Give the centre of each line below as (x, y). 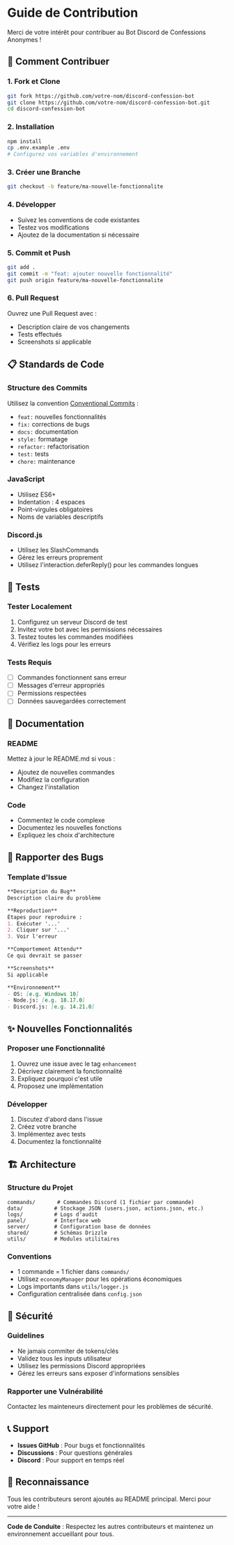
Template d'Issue (37, 877)
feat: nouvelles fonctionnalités (62, 416)
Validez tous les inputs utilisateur (64, 1358)
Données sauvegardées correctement (72, 701)
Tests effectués (40, 334)
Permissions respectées (52, 694)
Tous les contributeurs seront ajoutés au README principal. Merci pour (109, 1499)
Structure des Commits (47, 388)
